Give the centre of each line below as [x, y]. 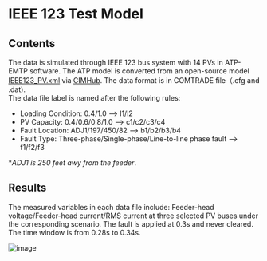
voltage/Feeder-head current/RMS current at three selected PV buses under [133, 216]
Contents [32, 43]
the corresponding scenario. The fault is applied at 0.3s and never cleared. [131, 223]
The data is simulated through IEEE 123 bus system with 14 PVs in [116, 62]
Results [27, 188]
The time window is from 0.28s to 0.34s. [75, 232]
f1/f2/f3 [32, 147]
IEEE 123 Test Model [76, 14]
